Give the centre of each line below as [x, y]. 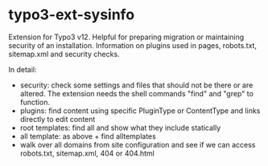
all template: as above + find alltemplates [88, 136]
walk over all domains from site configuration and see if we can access [138, 144]
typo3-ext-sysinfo [72, 15]
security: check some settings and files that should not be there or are [136, 85]
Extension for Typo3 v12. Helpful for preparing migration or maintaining [126, 37]
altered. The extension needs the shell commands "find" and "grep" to [136, 93]
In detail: [23, 69]
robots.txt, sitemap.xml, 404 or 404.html [87, 153]
